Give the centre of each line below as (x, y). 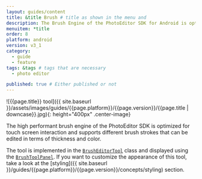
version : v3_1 (24, 46)
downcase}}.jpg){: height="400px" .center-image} (69, 115)
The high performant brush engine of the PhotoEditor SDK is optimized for (98, 126)
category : (19, 51)
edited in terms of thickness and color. (54, 139)
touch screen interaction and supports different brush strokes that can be (97, 133)
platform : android (29, 40)
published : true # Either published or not (62, 84)
